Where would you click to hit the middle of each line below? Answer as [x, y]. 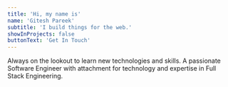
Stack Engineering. [35, 76]
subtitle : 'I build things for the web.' [70, 27]
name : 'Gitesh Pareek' [41, 21]
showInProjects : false [41, 34]
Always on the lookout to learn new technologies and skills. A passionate [114, 61]
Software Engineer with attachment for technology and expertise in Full [112, 68]
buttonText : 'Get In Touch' [49, 41]
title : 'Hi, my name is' [44, 14]
